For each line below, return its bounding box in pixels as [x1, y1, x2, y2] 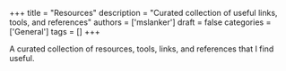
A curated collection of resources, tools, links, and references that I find [9, 43, 274, 54]
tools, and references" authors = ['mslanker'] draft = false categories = [9, 17, 272, 28]
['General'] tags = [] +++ [9, 27, 100, 36]
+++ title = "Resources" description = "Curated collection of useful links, [9, 8, 278, 18]
